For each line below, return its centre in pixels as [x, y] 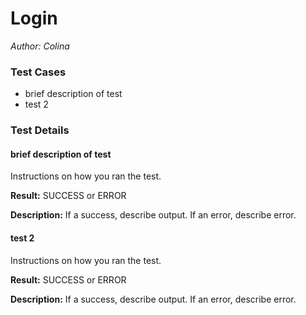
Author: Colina [40, 46]
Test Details [40, 130]
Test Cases [38, 72]
